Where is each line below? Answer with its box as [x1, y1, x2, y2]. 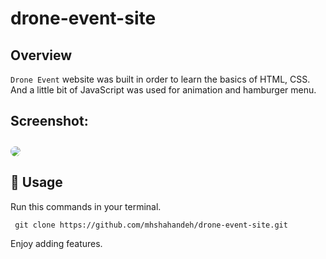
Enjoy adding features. [10, 237, 103, 249]
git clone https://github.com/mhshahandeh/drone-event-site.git [14, 220, 288, 230]
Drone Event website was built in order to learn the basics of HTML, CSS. [10, 73, 311, 85]
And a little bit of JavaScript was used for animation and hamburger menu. [10, 84, 317, 96]
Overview [10, 47, 73, 64]
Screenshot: [10, 113, 89, 130]
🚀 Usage [10, 174, 63, 191]
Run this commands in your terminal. [10, 200, 162, 212]
